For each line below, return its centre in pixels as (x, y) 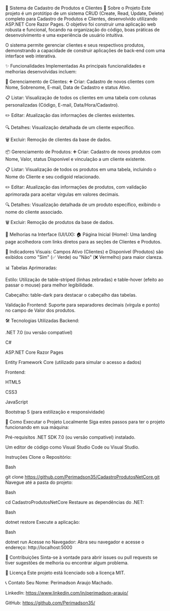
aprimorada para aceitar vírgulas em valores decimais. (63, 194)
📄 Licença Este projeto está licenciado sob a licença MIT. (65, 573)
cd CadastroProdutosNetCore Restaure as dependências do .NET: (75, 502)
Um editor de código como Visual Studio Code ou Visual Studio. (72, 447)
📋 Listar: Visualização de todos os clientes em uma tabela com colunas (81, 98)
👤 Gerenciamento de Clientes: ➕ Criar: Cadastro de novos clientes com (80, 82)
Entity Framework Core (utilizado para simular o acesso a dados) (74, 362)
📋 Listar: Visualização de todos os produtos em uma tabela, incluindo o (81, 169)
